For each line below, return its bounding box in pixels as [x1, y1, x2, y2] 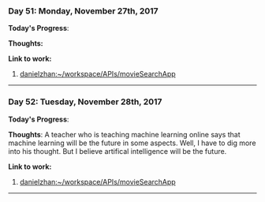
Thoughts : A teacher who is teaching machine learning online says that [8, 129, 241, 139]
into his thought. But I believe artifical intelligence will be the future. [8, 146, 227, 155]
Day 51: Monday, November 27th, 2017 [8, 6, 159, 17]
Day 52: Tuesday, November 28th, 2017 [8, 96, 162, 107]
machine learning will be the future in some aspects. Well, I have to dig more [8, 138, 256, 148]
